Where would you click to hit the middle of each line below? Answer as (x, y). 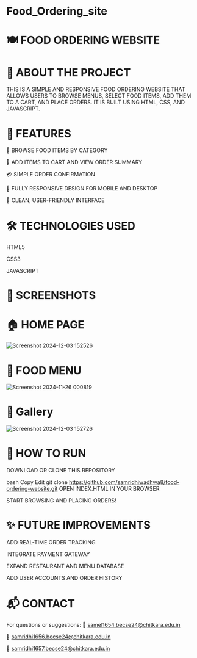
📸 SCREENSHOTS (51, 296)
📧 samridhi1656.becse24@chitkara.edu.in (59, 637)
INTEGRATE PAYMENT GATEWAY (48, 554)
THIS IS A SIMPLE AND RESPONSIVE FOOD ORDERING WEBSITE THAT (96, 89)
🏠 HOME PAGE (45, 324)
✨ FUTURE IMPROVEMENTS (78, 525)
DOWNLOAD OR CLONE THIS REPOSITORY (61, 471)
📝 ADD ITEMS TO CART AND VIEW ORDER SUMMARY (74, 162)
